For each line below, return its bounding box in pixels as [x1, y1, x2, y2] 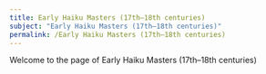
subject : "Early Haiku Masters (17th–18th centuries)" [9, 22, 222, 31]
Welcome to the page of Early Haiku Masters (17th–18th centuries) [9, 55, 258, 66]
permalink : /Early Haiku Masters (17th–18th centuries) [9, 30, 226, 39]
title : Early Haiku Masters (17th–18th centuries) [9, 13, 206, 23]
